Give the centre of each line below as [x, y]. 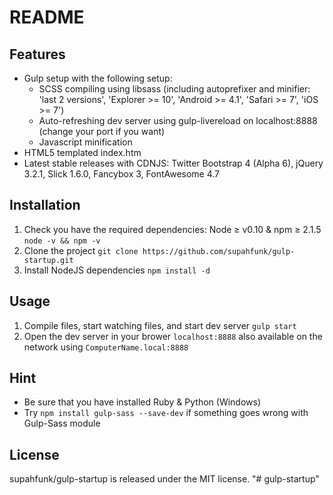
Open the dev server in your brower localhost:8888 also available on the [173, 336]
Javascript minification [85, 142]
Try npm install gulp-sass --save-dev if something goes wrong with [166, 413]
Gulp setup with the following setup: [98, 78]
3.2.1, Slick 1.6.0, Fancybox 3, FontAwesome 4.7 [122, 174]
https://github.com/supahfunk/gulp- [219, 251]
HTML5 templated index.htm [82, 152]
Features [37, 54]
